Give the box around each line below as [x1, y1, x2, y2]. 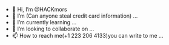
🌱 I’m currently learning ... [12, 19, 77, 26]
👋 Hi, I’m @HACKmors [12, 6, 68, 13]
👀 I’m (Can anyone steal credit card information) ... [12, 12, 138, 19]
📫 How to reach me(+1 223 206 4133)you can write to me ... [12, 32, 164, 39]
